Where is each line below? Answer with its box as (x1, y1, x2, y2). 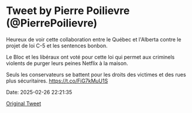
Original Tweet (6, 100, 42, 107)
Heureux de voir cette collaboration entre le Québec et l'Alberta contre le (6, 36, 181, 43)
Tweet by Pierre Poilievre (6, 4, 130, 18)
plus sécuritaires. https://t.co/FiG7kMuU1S (6, 77, 108, 84)
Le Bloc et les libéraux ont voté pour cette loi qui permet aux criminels (6, 53, 175, 60)
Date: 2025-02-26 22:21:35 (6, 88, 73, 95)
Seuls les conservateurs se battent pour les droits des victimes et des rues (6, 71, 186, 78)
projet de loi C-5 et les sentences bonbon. (6, 42, 108, 49)
